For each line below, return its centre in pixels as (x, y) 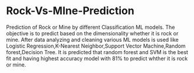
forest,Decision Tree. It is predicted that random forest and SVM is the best (97, 52)
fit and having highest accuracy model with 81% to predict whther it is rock (97, 58)
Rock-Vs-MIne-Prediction (70, 11)
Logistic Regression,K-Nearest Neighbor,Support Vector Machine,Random (96, 46)
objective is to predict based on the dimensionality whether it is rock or (92, 33)
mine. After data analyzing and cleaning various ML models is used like (92, 39)
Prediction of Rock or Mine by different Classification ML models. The (91, 27)
